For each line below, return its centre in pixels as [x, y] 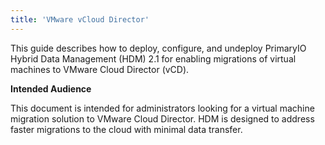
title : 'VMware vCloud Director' [80, 19]
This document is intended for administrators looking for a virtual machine [162, 108]
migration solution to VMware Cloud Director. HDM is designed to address [162, 118]
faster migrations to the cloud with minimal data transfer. [126, 129]
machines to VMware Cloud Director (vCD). [100, 69]
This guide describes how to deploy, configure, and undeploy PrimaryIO [158, 48]
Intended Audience [51, 88]
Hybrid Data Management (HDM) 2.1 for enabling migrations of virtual [153, 58]
